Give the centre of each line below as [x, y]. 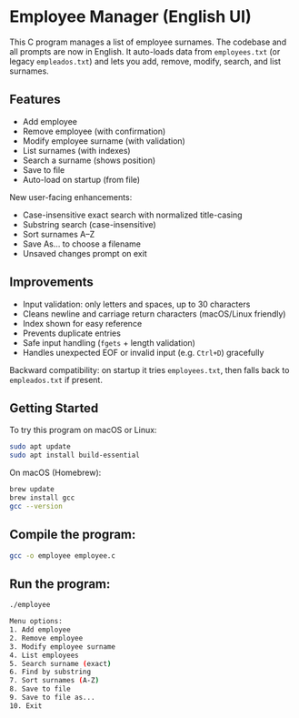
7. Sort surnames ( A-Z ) [55, 681]
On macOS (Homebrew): [55, 473]
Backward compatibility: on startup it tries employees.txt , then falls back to [149, 369]
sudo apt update [40, 447]
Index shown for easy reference [82, 323]
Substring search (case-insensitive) [89, 224]
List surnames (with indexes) [76, 150]
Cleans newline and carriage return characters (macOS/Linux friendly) [154, 313]
